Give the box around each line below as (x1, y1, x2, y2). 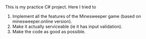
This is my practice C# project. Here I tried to (5, 4, 96, 10)
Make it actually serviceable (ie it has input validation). (12, 24, 123, 29)
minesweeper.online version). (12, 19, 72, 24)
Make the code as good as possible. (12, 29, 86, 34)
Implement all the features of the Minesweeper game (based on (12, 13, 142, 19)
